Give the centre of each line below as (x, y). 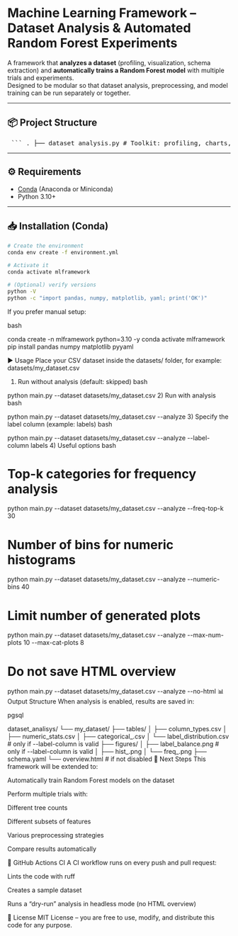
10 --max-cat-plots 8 (54, 643)
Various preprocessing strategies (56, 835)
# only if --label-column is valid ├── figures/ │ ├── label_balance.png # (113, 744)
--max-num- (206, 635)
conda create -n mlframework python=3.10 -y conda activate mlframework (116, 339)
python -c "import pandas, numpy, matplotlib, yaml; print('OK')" (107, 298)
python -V (22, 291)
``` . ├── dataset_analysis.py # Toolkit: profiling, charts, (121, 143)
